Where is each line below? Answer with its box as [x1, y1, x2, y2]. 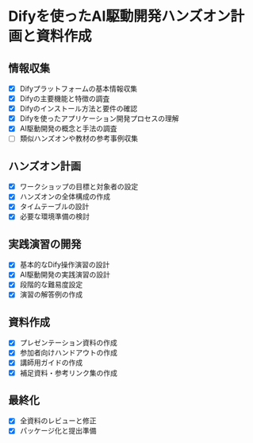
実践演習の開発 [8, 237, 82, 251]
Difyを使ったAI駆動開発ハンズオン [8, 7, 232, 25]
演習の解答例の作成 [19, 290, 83, 299]
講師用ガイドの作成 [19, 358, 83, 367]
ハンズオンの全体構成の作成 [19, 192, 111, 201]
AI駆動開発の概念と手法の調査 [19, 124, 117, 134]
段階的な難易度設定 [19, 280, 83, 290]
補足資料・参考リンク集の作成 [19, 367, 117, 378]
